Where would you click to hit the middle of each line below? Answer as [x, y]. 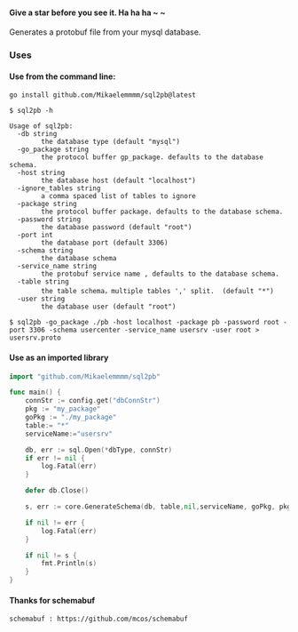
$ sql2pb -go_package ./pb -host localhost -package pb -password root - [149, 323]
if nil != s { [51, 556]
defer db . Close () [57, 491]
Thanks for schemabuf [52, 600]
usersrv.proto [35, 338]
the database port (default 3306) [105, 243]
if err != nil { [55, 458]
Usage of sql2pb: [41, 126]
